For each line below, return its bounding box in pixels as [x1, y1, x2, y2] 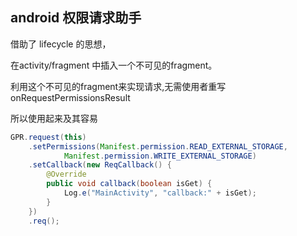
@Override [46, 169, 87, 180]
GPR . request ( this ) [10, 132, 87, 142]
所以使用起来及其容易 [10, 112, 98, 124]
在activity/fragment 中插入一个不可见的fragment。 [10, 59, 218, 71]
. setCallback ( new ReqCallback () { [28, 160, 172, 170]
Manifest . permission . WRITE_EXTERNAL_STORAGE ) [63, 151, 257, 161]
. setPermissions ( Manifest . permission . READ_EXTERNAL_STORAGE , [28, 141, 288, 152]
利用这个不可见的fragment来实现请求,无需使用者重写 [10, 80, 227, 92]
